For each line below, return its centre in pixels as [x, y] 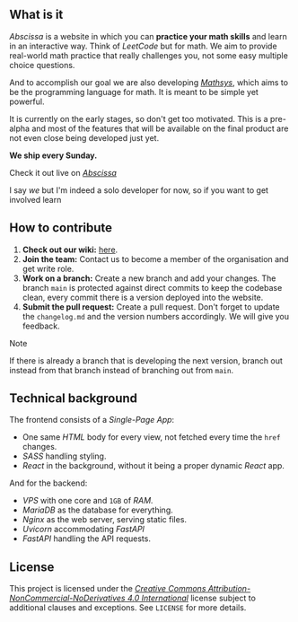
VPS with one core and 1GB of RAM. [88, 501]
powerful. [27, 101]
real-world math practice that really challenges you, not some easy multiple [149, 55]
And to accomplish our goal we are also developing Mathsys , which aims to [149, 82]
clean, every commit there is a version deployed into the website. [143, 297]
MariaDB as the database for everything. [97, 510]
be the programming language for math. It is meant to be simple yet [134, 92]
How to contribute [61, 228]
